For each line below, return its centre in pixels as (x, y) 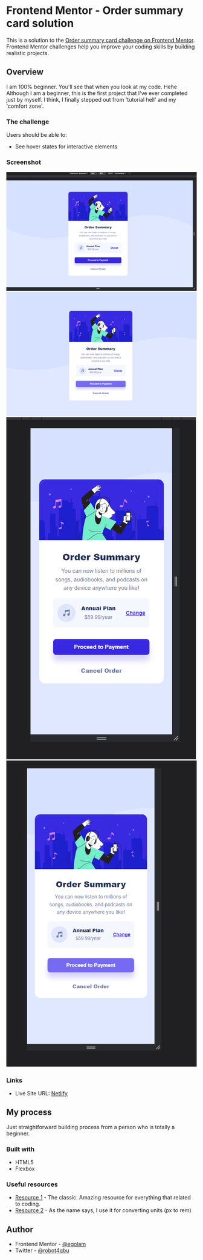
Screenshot (24, 162)
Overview (25, 72)
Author (20, 1229)
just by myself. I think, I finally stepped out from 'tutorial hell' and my (91, 99)
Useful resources (32, 1184)
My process (29, 1113)
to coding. (27, 1204)
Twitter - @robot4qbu (42, 1250)
